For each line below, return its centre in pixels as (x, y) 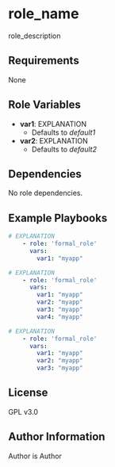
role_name (44, 14)
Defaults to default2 (64, 149)
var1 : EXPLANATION (53, 124)
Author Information (57, 437)
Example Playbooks (58, 218)
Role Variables (44, 105)
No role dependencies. (46, 193)
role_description (34, 36)
